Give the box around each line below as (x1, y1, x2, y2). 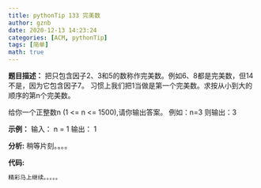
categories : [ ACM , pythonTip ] (8, 33, 108, 42)
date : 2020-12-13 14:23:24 (8, 26, 97, 34)
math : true (8, 48, 44, 56)
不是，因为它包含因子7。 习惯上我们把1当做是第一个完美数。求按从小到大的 (8, 81, 253, 90)
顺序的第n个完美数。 (8, 91, 75, 100)
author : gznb (8, 19, 51, 27)
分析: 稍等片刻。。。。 (8, 141, 72, 150)
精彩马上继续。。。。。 (8, 174, 62, 182)
